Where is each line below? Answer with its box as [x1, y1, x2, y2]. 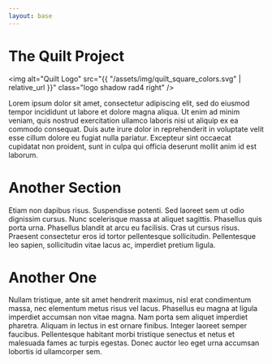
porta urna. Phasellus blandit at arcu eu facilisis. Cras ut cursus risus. [8, 223, 240, 232]
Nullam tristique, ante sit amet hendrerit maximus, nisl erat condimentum [8, 295, 252, 305]
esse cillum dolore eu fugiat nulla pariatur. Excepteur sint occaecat [8, 132, 231, 142]
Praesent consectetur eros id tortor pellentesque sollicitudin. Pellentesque [8, 231, 257, 240]
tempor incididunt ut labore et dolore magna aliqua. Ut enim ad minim [8, 106, 240, 116]
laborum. [8, 149, 39, 159]
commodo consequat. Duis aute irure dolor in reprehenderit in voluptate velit [8, 123, 264, 134]
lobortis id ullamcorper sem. [8, 347, 103, 357]
